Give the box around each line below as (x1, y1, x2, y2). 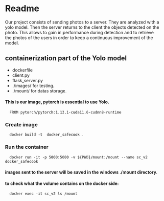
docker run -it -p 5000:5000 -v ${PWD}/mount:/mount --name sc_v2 (9, 155, 148, 159)
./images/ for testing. (12, 83, 55, 89)
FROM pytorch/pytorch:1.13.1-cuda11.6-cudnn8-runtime (9, 110, 121, 115)
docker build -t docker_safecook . (9, 133, 84, 137)
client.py (12, 72, 30, 78)
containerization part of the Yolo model (5, 54, 127, 63)
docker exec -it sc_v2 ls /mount (9, 191, 78, 196)
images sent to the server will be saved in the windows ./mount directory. (5, 169, 158, 175)
